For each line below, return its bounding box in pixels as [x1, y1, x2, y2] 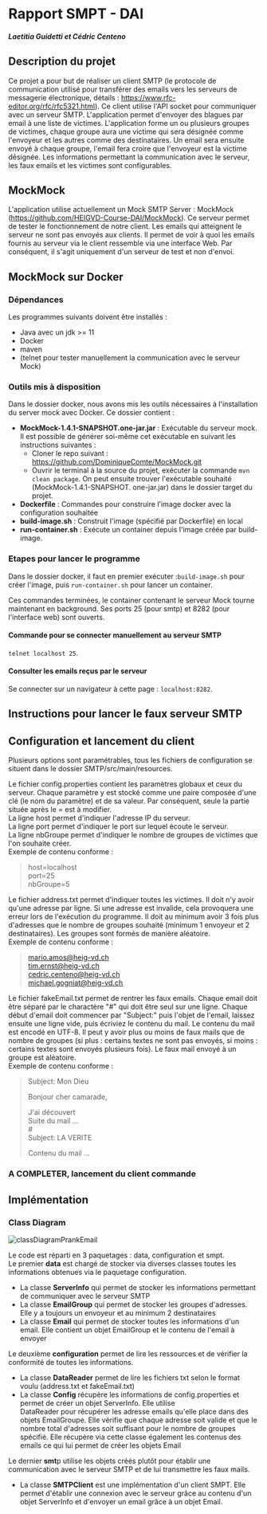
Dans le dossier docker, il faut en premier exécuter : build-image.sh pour [8, 571, 245, 581]
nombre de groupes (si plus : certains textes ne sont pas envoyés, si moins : [8, 1036, 258, 1045]
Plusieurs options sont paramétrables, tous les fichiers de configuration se [8, 755, 253, 765]
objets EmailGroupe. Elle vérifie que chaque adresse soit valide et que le [19, 1415, 257, 1425]
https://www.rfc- [120, 92, 176, 102]
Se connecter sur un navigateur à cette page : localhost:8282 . [8, 684, 213, 694]
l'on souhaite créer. [8, 838, 72, 849]
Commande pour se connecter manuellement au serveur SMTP [8, 630, 222, 640]
